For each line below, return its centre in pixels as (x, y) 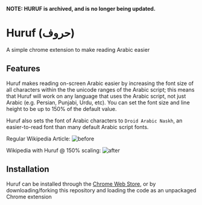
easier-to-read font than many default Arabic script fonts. (77, 127)
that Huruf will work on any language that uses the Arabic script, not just (96, 96)
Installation (28, 169)
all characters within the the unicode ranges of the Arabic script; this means (100, 89)
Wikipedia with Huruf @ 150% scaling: (54, 150)
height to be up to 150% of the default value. (62, 109)
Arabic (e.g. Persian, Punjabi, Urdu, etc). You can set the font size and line (98, 102)
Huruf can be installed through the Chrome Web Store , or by (81, 184)
